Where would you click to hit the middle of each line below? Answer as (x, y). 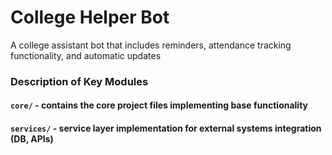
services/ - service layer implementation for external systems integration (166, 128)
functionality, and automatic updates (86, 55)
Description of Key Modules (79, 81)
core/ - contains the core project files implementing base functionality (159, 105)
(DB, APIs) (32, 139)
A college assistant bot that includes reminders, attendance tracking (151, 45)
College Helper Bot (90, 17)
